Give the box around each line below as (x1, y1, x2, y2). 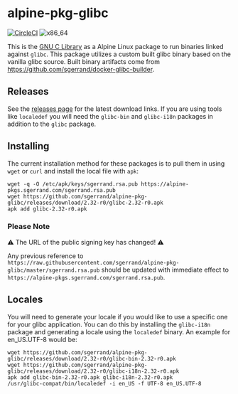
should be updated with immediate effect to (101, 265, 229, 274)
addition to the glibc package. (7, 119, 97, 128)
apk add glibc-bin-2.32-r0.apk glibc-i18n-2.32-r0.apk (7, 373, 173, 381)
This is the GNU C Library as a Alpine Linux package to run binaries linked (7, 42, 224, 50)
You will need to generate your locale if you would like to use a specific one (7, 312, 229, 321)
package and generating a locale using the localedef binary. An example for (7, 327, 231, 336)
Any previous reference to (7, 251, 84, 260)
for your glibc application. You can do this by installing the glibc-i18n (7, 320, 211, 329)
